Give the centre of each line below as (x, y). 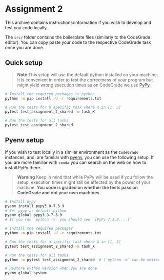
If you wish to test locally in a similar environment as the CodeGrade (72, 152)
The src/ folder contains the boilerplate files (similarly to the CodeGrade (78, 37)
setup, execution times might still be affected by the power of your (84, 182)
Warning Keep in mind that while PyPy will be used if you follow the (85, 177)
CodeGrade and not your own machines (58, 192)
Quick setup (24, 63)
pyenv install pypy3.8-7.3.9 (35, 206)
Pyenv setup (24, 140)
